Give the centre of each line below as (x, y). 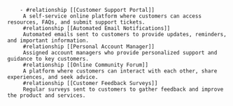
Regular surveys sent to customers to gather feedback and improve (123, 89)
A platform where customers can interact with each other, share (120, 71)
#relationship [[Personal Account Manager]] (89, 47)
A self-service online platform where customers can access (112, 16)
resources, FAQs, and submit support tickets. (76, 22)
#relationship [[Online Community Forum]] (86, 65)
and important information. (48, 40)
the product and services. (47, 96)
